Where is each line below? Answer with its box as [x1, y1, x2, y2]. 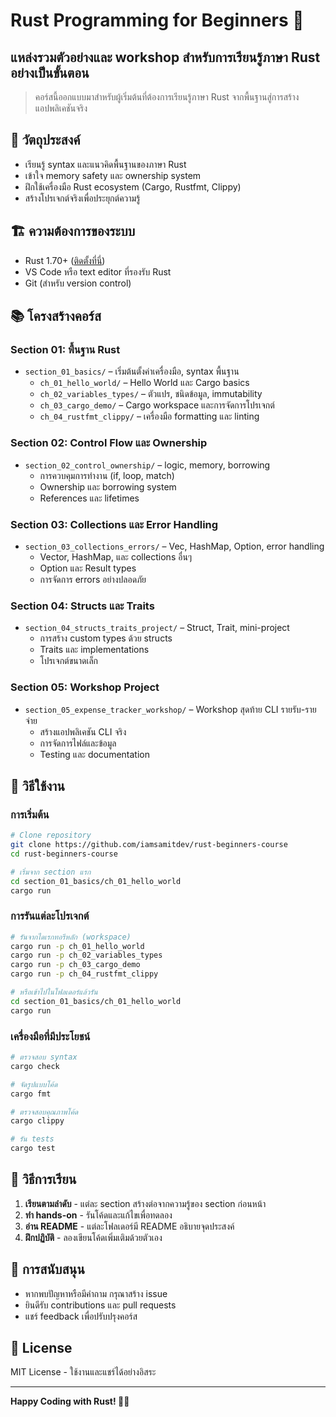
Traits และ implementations [39, 644, 150, 656]
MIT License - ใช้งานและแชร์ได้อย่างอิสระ [10, 1366, 157, 1378]
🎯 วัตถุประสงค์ [10, 132, 81, 149]
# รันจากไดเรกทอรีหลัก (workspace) [10, 932, 132, 942]
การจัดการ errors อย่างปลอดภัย [39, 573, 147, 585]
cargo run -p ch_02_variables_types [10, 950, 163, 961]
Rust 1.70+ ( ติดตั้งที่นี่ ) [24, 254, 106, 266]
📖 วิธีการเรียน [10, 1171, 77, 1188]
